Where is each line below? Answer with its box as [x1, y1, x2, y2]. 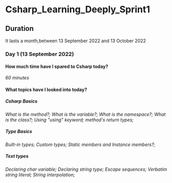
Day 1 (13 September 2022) [5, 50, 74, 58]
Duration [5, 24, 34, 33]
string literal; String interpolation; [5, 171, 75, 178]
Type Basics [5, 129, 32, 135]
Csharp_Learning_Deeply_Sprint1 [5, 4, 150, 15]
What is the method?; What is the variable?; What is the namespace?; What [5, 111, 166, 117]
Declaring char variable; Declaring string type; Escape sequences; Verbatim [5, 166, 167, 172]
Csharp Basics [5, 98, 37, 104]
